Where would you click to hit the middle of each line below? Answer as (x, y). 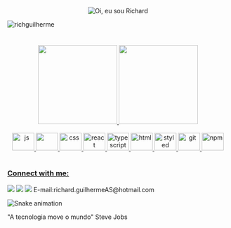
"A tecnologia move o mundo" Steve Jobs (67, 217)
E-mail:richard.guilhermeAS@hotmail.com (94, 189)
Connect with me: (38, 173)
